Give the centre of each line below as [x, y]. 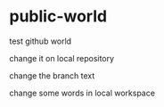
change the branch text [52, 75]
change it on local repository [61, 58]
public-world [58, 16]
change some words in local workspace [82, 93]
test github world [41, 41]
